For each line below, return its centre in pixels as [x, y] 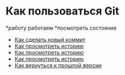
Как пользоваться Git [62, 11]
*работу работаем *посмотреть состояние [61, 28]
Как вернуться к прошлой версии [58, 65]
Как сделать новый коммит [50, 39]
